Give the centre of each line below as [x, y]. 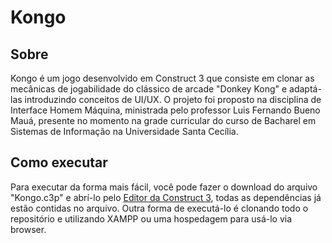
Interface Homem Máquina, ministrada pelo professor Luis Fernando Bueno [165, 110]
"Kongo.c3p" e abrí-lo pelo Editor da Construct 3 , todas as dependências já [166, 197]
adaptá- [305, 89]
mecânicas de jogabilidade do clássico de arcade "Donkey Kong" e [149, 89]
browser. [28, 229]
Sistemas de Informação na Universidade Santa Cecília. [124, 131]
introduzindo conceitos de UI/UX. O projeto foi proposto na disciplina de [173, 99]
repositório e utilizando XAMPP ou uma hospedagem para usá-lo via [151, 218]
